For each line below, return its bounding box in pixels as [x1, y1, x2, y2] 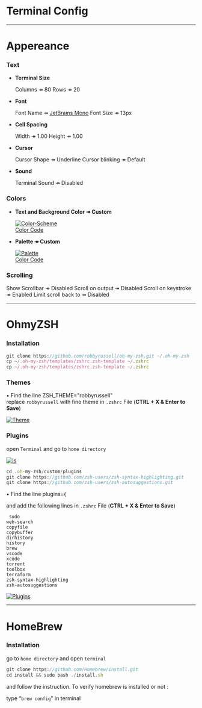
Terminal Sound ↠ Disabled [14, 179, 84, 187]
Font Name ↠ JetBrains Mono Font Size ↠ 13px [14, 110, 132, 117]
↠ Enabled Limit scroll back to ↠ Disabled [6, 291, 109, 299]
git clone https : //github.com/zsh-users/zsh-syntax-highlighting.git [6, 474, 185, 480]
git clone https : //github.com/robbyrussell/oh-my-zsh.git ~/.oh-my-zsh [6, 353, 189, 359]
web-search [6, 519, 34, 525]
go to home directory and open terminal [6, 654, 106, 662]
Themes [6, 378, 31, 387]
